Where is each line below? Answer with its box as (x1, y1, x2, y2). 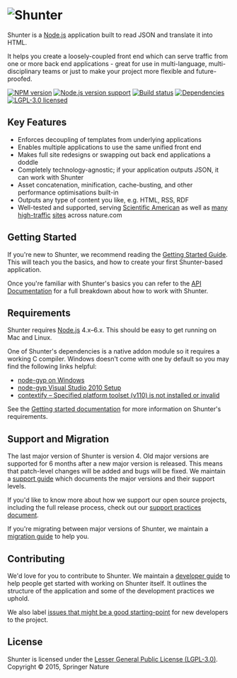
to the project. (7, 616, 48, 624)
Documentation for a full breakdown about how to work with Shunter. (7, 286, 209, 295)
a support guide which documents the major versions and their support (7, 474, 215, 483)
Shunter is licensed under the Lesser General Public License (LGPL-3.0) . (7, 655, 218, 663)
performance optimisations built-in (17, 188, 119, 197)
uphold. (7, 594, 30, 603)
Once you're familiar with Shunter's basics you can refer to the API (7, 279, 202, 288)
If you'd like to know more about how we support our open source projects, (7, 496, 227, 504)
